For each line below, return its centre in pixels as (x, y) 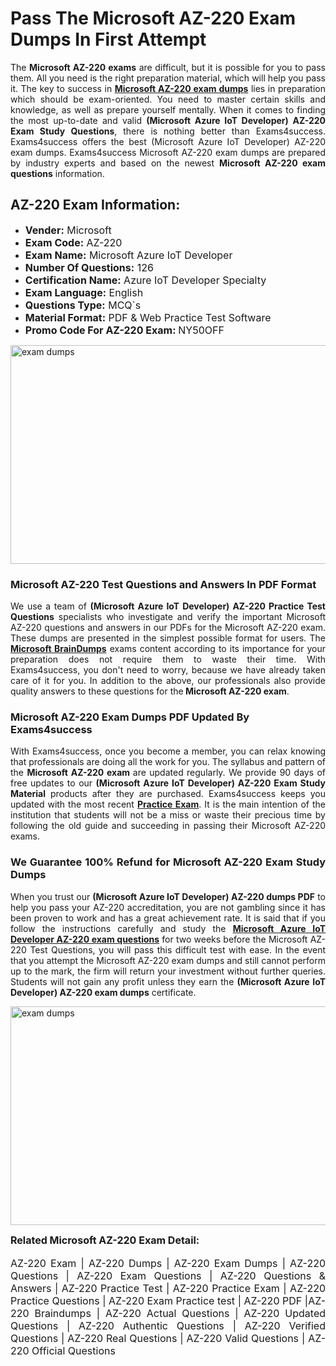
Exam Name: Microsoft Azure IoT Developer (128, 255)
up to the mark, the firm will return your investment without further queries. (168, 971)
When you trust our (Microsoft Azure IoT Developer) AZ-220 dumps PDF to (168, 896)
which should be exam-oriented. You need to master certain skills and (168, 99)
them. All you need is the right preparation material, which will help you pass (168, 78)
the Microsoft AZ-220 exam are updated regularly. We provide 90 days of (168, 773)
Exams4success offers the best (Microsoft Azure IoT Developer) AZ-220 (168, 141)
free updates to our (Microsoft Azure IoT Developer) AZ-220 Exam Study (168, 783)
